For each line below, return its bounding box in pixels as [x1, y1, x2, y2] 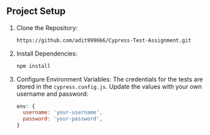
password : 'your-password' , [23, 116, 103, 123]
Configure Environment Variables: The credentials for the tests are [16, 75, 203, 83]
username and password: [16, 89, 88, 98]
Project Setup [6, 5, 66, 17]
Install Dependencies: [16, 49, 78, 58]
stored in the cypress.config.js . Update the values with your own [16, 82, 202, 90]
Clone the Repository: [16, 23, 78, 32]
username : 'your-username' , [23, 109, 103, 116]
